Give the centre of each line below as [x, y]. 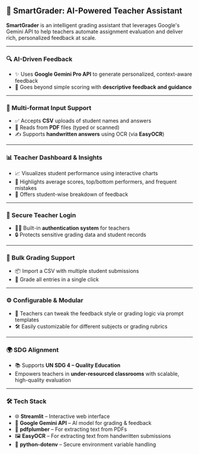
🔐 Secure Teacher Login [41, 215]
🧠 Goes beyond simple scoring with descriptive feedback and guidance [103, 87]
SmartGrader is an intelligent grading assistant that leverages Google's [93, 25]
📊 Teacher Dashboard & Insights [54, 157]
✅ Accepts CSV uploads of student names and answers [83, 121]
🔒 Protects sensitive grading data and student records [80, 235]
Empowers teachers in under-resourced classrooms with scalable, [97, 373]
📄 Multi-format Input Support [49, 108]
